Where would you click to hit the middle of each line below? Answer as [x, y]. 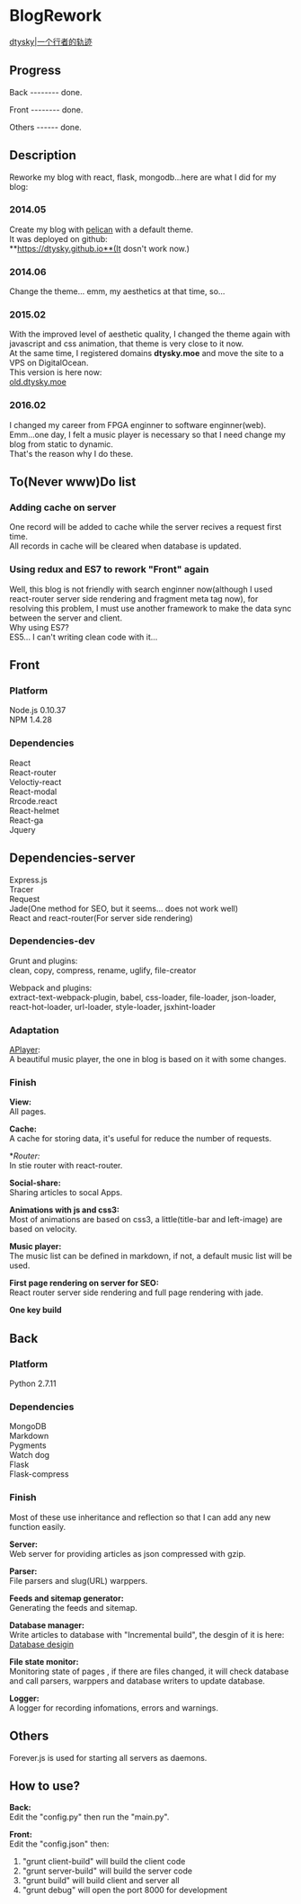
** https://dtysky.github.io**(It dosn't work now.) [100, 248]
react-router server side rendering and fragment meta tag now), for [134, 598]
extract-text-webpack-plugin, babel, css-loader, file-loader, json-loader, [143, 997]
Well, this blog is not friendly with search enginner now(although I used [141, 589]
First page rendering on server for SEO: [84, 1283]
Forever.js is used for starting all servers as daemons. [108, 1757]
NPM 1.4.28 [31, 720]
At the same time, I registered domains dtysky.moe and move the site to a [147, 353]
